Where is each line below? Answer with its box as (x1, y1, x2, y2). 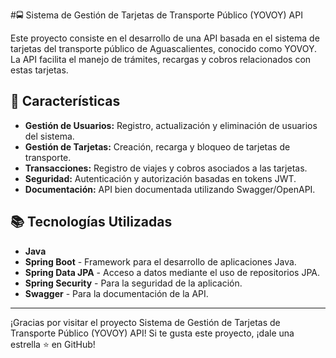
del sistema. (24, 130, 75, 142)
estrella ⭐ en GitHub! (10, 338, 96, 350)
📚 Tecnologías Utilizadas (10, 214, 173, 231)
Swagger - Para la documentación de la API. (24, 287, 209, 299)
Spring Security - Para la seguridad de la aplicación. (24, 277, 243, 289)
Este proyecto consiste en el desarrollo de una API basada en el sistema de (10, 32, 320, 44)
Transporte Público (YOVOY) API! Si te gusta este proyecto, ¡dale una (10, 327, 295, 339)
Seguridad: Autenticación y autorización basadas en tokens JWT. (24, 172, 297, 184)
